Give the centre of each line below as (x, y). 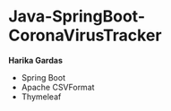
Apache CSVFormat (58, 87)
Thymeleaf (41, 97)
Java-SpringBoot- (77, 17)
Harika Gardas (36, 60)
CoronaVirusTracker (85, 35)
